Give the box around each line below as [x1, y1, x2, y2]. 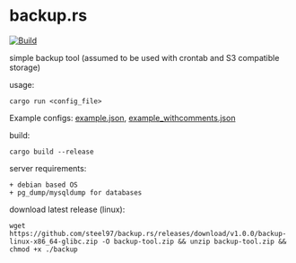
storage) [9, 62, 41, 73]
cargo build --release [9, 147, 94, 156]
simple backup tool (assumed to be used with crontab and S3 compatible [9, 52, 280, 63]
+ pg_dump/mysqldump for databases [9, 188, 143, 197]
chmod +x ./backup [9, 244, 78, 254]
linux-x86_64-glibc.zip [9, 237, 99, 246]
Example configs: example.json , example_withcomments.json [9, 112, 236, 123]
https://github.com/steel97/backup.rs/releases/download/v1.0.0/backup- [9, 229, 287, 238]
